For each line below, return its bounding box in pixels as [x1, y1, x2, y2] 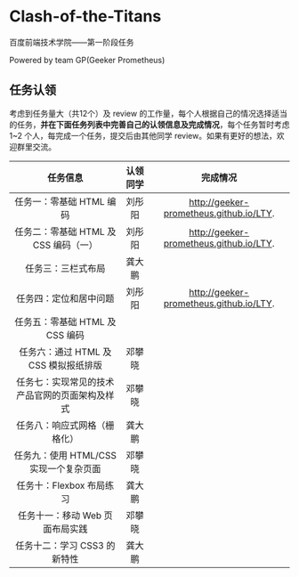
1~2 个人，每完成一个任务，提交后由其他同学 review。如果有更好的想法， [9, 130, 278, 141]
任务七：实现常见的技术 [16, 376, 115, 388]
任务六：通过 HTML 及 [19, 345, 112, 358]
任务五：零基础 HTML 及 [14, 315, 117, 328]
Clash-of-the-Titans [9, 6, 162, 27]
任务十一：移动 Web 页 [17, 509, 113, 522]
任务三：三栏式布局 [25, 262, 106, 274]
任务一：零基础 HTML [14, 195, 105, 207]
